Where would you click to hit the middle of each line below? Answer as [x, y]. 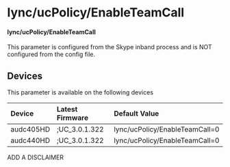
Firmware [73, 118]
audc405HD [30, 129]
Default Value [137, 114]
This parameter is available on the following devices [80, 92]
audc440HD [30, 140]
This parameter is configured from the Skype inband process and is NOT [110, 47]
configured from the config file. [51, 54]
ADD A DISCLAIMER [35, 157]
